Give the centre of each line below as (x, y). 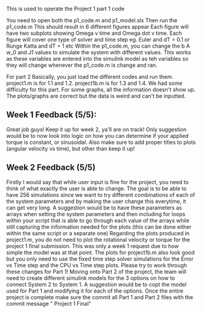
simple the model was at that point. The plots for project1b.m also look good (100, 252)
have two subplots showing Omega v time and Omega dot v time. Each (94, 33)
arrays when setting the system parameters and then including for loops (96, 214)
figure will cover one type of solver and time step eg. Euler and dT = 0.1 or (98, 39)
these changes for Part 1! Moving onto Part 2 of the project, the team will (96, 271)
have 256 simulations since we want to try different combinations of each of (101, 194)
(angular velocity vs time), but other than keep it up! (71, 148)
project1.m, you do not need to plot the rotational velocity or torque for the (98, 240)
